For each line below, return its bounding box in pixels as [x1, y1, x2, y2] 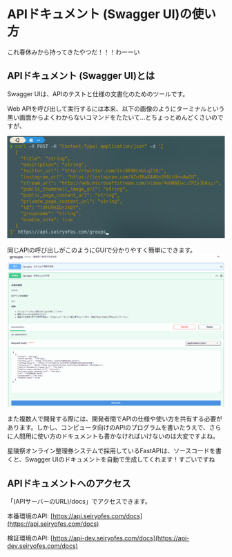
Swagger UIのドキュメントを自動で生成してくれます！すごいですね [25, 455, 215, 464]
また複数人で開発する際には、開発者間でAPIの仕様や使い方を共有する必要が [7, 414, 223, 423]
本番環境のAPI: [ [7, 512, 53, 520]
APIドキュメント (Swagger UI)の [7, 6, 192, 22]
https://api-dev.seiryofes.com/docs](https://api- [52, 534, 190, 542]
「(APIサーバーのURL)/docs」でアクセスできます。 [7, 497, 152, 506]
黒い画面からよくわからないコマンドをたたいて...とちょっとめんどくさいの [7, 113, 217, 121]
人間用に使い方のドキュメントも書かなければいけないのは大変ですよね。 [12, 432, 219, 440]
